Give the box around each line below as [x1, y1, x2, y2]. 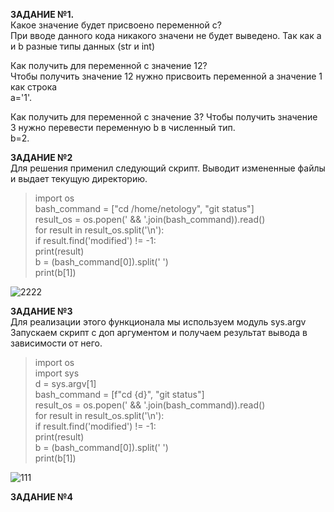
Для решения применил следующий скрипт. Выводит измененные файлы [10, 162, 326, 174]
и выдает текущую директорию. [10, 173, 148, 184]
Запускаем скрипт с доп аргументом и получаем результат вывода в [10, 327, 308, 338]
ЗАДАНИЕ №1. [10, 9, 75, 20]
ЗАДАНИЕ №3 [10, 305, 73, 317]
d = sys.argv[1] [34, 378, 97, 389]
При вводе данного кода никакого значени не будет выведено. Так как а [10, 30, 322, 41]
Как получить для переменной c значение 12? [10, 60, 208, 71]
